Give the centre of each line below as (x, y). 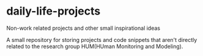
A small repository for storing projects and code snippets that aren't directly (102, 40)
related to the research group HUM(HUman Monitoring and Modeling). (95, 46)
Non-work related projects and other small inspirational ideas (83, 28)
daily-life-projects (54, 11)
